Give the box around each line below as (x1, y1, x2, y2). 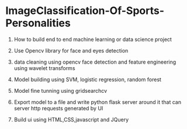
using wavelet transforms (13, 64, 75, 71)
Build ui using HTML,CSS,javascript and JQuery (13, 116, 129, 123)
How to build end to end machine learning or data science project (13, 36, 172, 43)
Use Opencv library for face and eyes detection (13, 47, 129, 54)
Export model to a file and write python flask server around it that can (13, 98, 182, 106)
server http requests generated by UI (13, 104, 103, 111)
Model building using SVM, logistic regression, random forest (13, 76, 162, 83)
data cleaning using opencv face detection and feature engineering (13, 58, 176, 65)
